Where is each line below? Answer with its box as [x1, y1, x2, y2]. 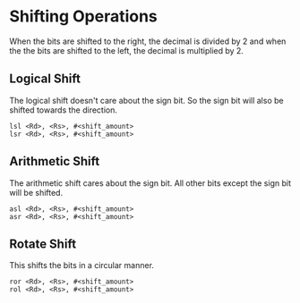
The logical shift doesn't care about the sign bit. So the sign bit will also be [9, 95, 284, 105]
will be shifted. [9, 187, 64, 198]
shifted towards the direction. [9, 105, 118, 115]
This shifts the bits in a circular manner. [9, 260, 155, 271]
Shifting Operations [9, 6, 159, 27]
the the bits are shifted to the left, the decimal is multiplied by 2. [9, 45, 244, 55]
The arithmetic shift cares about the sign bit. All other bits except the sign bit [9, 177, 291, 189]
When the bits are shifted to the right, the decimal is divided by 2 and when [9, 36, 287, 46]
